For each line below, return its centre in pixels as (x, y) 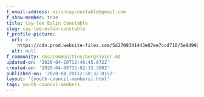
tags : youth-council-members (43, 85)
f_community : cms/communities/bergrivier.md (63, 57)
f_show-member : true (32, 17)
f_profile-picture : (31, 34)
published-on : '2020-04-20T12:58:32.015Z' (61, 74)
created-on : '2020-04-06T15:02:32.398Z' (58, 68)
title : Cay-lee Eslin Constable (47, 23)
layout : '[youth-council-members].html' (58, 79)
